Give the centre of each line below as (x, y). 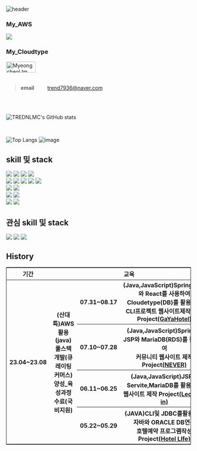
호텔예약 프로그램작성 (164, 431)
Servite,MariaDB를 (153, 385)
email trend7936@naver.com (62, 87)
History (20, 256)
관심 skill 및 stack (38, 223)
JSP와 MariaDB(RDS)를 (155, 340)
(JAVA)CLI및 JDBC (151, 413)
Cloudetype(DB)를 (153, 303)
